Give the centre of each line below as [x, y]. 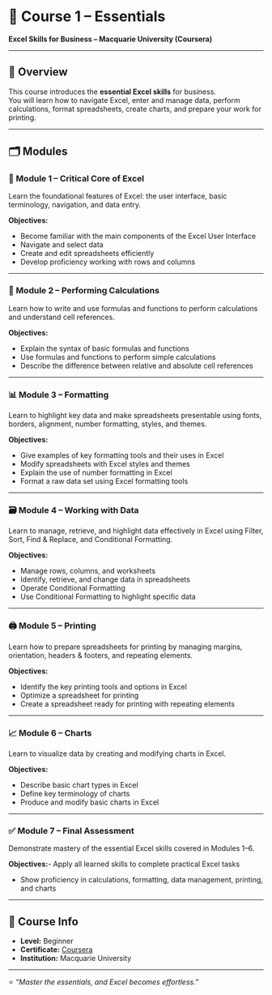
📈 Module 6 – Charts [50, 732]
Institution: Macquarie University [76, 959]
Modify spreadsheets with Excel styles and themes [105, 464]
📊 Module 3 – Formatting [59, 395]
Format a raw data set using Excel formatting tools [104, 481]
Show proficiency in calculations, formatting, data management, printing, [141, 880]
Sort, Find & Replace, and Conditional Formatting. [91, 540]
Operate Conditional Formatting [72, 588]
